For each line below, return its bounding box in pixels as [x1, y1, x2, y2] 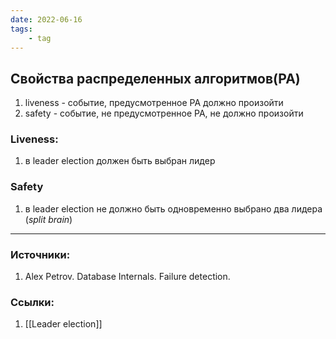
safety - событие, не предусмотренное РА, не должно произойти [24, 107, 304, 120]
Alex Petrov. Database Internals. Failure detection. [24, 271, 231, 283]
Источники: [10, 247, 71, 261]
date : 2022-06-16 [10, 14, 83, 25]
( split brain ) [24, 213, 73, 225]
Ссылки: [10, 296, 55, 309]
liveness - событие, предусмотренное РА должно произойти [24, 97, 284, 109]
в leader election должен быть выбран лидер [24, 155, 216, 167]
